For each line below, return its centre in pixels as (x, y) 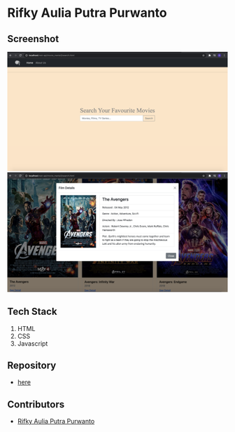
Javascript (33, 343)
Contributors (36, 404)
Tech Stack (32, 312)
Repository (32, 366)
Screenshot (33, 39)
